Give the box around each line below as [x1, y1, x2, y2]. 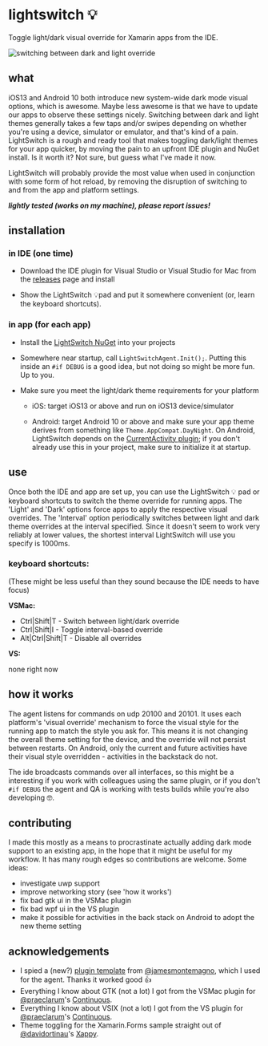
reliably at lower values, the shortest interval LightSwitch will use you [8, 529, 236, 539]
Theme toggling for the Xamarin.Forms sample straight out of [19, 1020, 222, 1030]
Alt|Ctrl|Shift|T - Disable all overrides [19, 633, 142, 643]
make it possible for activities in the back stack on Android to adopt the [19, 913, 254, 922]
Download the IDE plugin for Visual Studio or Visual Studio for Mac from [19, 266, 257, 276]
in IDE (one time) [8, 248, 74, 259]
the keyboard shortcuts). [19, 299, 102, 309]
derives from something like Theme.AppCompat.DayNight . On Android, [31, 425, 256, 435]
